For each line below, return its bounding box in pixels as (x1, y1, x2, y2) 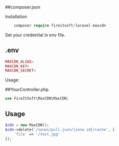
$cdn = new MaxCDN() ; (5, 122, 49, 127)
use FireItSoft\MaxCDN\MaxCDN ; (5, 96, 69, 101)
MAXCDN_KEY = (5, 64, 29, 69)
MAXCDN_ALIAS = (5, 59, 34, 64)
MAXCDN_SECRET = (5, 68, 36, 73)
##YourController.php (5, 87, 49, 93)
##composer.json (5, 4, 41, 10)
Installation (5, 14, 27, 19)
